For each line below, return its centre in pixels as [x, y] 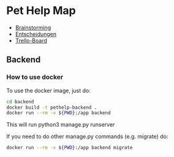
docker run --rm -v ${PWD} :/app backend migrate [70, 148]
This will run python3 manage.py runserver [61, 125]
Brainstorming [33, 27]
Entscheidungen [36, 34]
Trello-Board [31, 40]
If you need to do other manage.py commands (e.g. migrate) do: [87, 137]
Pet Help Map [41, 11]
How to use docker [35, 77]
